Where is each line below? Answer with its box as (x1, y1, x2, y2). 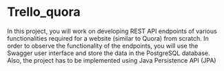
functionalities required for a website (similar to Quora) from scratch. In (7, 34, 209, 42)
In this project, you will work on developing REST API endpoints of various (7, 27, 217, 35)
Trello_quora (7, 4, 81, 20)
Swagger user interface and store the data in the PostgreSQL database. (7, 49, 210, 57)
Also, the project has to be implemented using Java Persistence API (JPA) (7, 56, 216, 64)
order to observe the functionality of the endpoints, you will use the (7, 41, 198, 50)
